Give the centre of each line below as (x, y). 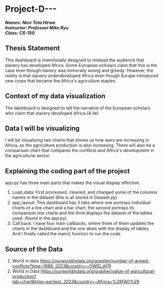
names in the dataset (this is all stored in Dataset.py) (65, 197)
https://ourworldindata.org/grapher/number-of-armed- (95, 261)
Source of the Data (34, 249)
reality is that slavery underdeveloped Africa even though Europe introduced (82, 75)
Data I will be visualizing (42, 128)
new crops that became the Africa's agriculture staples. (61, 81)
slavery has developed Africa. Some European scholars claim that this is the (81, 65)
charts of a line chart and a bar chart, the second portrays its (73, 208)
